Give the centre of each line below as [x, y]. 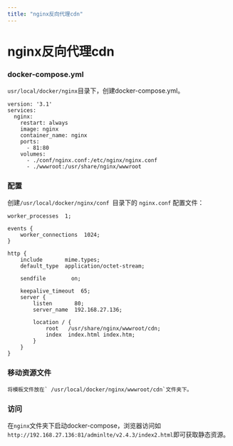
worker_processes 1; [40, 216]
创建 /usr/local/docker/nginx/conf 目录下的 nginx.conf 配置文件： [106, 203]
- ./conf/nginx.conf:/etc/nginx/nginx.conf [92, 161]
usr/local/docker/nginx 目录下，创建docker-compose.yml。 [95, 91]
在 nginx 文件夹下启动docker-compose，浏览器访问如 [84, 426]
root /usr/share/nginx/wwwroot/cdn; [103, 329]
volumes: [33, 154]
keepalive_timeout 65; [56, 291]
